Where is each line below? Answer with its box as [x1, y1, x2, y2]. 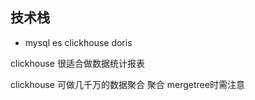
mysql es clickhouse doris [24, 36, 133, 48]
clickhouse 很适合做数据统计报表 [10, 57, 145, 69]
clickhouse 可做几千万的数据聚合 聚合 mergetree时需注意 [10, 78, 245, 90]
